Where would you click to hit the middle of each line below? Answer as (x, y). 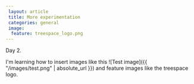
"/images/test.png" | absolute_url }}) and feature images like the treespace (97, 68)
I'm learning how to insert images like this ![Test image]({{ (76, 62)
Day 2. (14, 50)
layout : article (28, 12)
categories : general (34, 22)
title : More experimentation (44, 17)
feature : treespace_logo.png (47, 34)
